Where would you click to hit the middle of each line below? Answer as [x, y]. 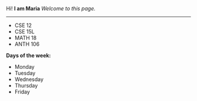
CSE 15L [25, 31]
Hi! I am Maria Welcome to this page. [51, 9]
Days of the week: [28, 55]
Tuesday [25, 73]
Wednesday [29, 79]
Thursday [26, 85]
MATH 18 [26, 38]
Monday [25, 67]
